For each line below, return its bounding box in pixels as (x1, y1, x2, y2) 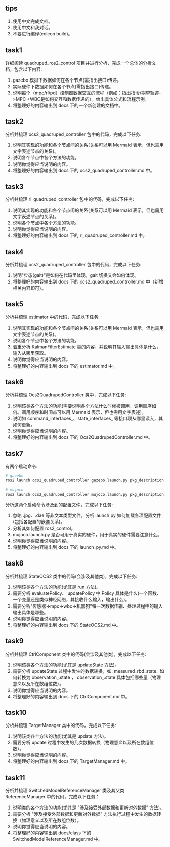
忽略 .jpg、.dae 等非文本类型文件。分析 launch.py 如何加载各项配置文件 (12, 512, 162, 518)
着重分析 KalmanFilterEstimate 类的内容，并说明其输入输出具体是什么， (12, 344, 161, 350)
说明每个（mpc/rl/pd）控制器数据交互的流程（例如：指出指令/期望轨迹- (12, 90, 161, 96)
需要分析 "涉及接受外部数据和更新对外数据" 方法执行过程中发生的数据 (12, 811, 157, 817)
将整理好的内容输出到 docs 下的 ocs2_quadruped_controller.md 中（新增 (12, 278, 164, 285)
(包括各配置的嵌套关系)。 (12, 519, 65, 525)
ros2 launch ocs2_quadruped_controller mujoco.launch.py (5, 492, 128, 497)
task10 (5, 708, 27, 717)
